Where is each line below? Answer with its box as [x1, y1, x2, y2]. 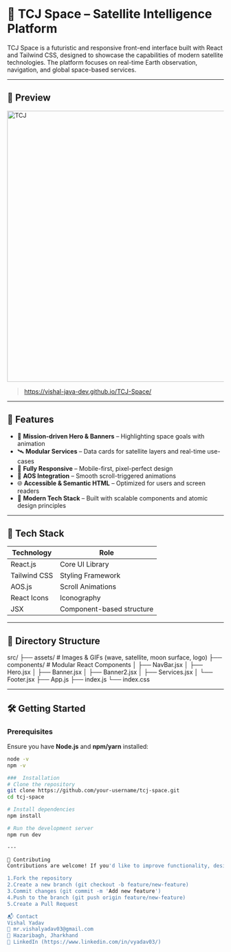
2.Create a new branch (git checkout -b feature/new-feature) [7, 881, 189, 889]
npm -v [7, 762, 26, 769]
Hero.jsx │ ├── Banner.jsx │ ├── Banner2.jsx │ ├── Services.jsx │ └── [7, 668, 213, 677]
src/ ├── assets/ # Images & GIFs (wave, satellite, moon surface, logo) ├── [7, 653, 222, 662]
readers [16, 487, 40, 495]
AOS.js [10, 582, 32, 591]
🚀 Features [7, 414, 54, 425]
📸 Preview [7, 92, 51, 104]
